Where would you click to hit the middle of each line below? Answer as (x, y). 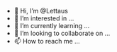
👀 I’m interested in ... (44, 18)
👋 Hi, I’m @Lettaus (41, 11)
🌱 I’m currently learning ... (52, 26)
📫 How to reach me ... (47, 41)
